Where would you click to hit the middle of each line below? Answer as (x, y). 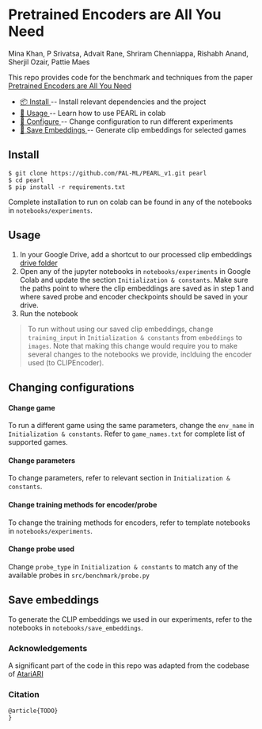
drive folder (38, 263)
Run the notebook (49, 313)
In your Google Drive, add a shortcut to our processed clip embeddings (136, 254)
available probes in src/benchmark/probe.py (79, 575)
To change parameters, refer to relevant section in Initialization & (120, 478)
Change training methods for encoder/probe (83, 504)
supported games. (38, 442)
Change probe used (42, 549)
